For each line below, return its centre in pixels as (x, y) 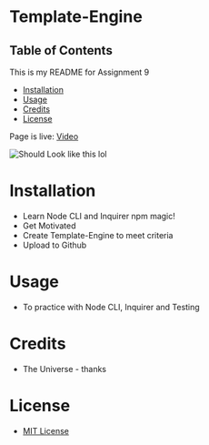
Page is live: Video (44, 137)
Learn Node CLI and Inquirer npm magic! (99, 216)
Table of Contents (61, 51)
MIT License (46, 430)
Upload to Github (55, 245)
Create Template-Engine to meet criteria (98, 235)
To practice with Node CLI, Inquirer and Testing (111, 307)
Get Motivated (49, 226)
